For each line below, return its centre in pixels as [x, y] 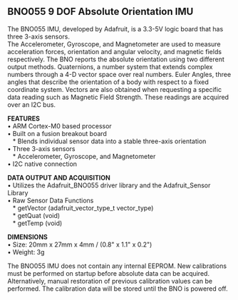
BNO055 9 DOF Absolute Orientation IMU [100, 12]
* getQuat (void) [36, 215]
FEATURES [24, 118]
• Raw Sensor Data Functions [51, 200]
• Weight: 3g [26, 252]
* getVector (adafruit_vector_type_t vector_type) [83, 208]
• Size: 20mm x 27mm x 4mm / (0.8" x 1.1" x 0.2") [80, 244]
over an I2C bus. [31, 104]
